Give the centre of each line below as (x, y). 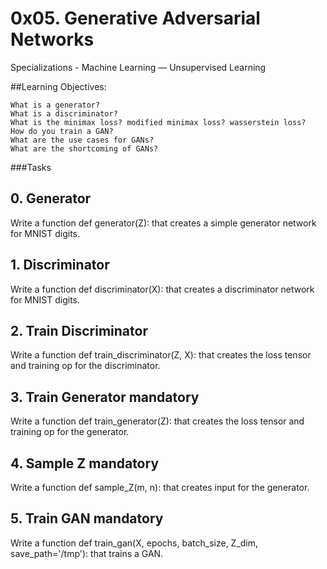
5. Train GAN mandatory (87, 518)
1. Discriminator (60, 265)
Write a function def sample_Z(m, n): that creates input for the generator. (160, 487)
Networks (52, 39)
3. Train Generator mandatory (105, 397)
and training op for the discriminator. (85, 366)
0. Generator (51, 198)
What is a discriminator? (64, 113)
